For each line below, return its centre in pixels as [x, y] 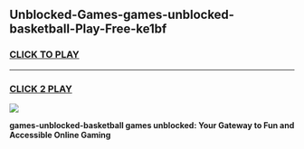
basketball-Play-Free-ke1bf [88, 29]
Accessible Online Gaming [60, 135]
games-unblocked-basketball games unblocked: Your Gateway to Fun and [152, 125]
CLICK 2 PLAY [41, 88]
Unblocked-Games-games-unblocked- [122, 15]
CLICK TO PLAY [44, 55]
